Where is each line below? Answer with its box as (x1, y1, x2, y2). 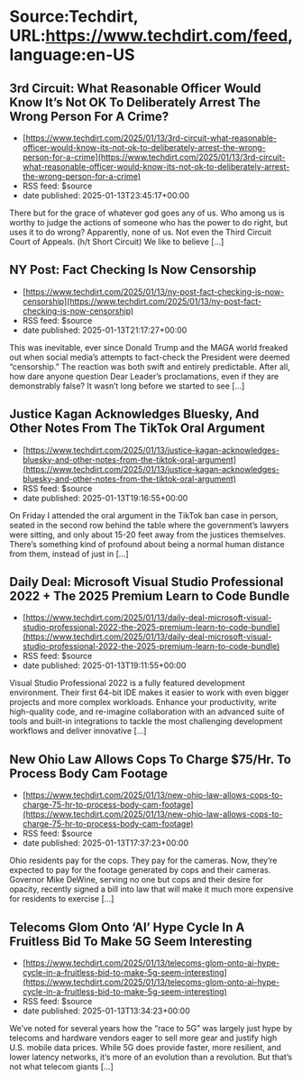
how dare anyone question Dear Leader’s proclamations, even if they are (9, 371, 279, 381)
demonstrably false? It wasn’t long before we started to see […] (9, 380, 245, 391)
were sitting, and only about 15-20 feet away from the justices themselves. (9, 529, 287, 540)
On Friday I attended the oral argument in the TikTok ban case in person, (9, 509, 279, 520)
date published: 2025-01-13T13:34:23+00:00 (22, 1005, 191, 1016)
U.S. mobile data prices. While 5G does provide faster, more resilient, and (9, 1042, 282, 1053)
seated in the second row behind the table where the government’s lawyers (9, 519, 289, 530)
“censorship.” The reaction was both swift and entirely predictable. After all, (9, 361, 290, 371)
